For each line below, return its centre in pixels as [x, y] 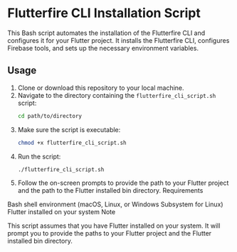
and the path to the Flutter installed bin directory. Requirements [110, 191]
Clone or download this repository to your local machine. [101, 88]
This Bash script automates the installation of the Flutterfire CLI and [106, 33]
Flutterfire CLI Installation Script [104, 13]
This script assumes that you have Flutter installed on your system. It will [114, 226]
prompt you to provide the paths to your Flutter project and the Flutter [110, 233]
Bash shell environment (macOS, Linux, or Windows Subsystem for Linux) [115, 204]
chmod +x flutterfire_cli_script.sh [72, 143]
